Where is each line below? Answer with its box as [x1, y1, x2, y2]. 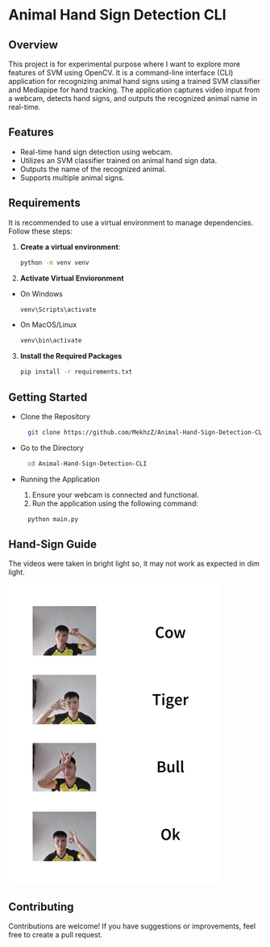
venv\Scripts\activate [19, 305, 97, 314]
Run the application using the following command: [31, 499, 199, 508]
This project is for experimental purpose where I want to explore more [8, 59, 241, 69]
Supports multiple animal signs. [19, 172, 125, 183]
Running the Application [19, 474, 100, 484]
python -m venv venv [19, 259, 89, 267]
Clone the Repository [19, 411, 91, 421]
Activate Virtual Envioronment [19, 273, 124, 283]
